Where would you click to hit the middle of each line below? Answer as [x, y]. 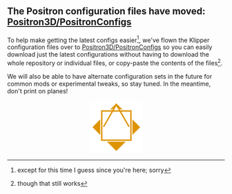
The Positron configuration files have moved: [106, 11]
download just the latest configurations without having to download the [108, 55]
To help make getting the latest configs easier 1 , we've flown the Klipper [108, 39]
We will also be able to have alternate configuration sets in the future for [110, 77]
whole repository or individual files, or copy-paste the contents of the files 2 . [115, 63]
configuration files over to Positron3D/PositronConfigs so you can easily [110, 47]
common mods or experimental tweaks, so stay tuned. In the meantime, [109, 84]
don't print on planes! [38, 91]
